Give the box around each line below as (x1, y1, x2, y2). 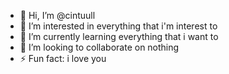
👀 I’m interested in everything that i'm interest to (19, 20, 218, 32)
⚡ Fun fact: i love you (19, 53, 107, 64)
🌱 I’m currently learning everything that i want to (19, 31, 219, 42)
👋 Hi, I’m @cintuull (19, 10, 96, 21)
